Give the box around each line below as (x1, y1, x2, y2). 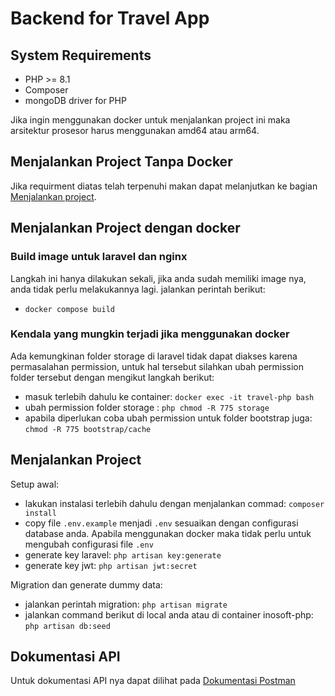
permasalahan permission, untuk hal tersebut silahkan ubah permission (10, 360, 305, 372)
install (24, 508, 57, 518)
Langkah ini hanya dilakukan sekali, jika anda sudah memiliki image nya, (10, 272, 307, 284)
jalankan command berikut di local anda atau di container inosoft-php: (24, 608, 314, 621)
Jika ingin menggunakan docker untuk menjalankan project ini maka (10, 114, 291, 126)
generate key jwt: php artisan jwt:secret (24, 559, 198, 571)
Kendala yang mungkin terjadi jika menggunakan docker (10, 327, 290, 341)
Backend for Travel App (10, 7, 210, 30)
